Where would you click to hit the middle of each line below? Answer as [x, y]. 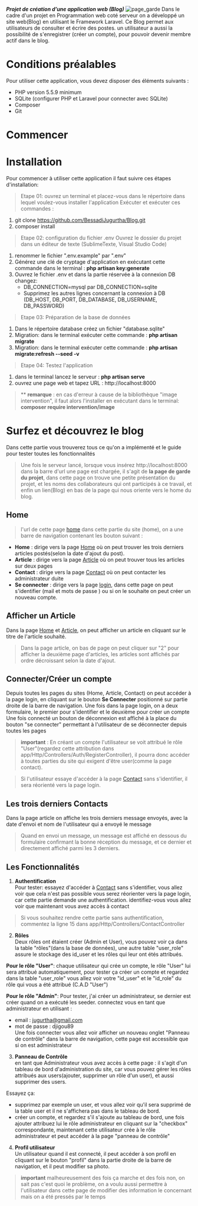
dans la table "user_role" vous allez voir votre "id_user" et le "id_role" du [94, 978]
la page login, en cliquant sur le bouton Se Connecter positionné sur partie [97, 699]
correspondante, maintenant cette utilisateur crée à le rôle [85, 1130]
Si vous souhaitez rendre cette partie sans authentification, [92, 918]
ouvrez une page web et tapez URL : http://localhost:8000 [85, 383]
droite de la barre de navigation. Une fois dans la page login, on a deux [92, 706]
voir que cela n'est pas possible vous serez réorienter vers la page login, [103, 894]
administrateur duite [39, 578]
